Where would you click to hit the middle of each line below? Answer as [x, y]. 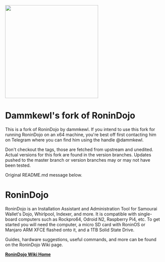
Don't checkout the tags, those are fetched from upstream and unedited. [79, 149]
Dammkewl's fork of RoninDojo [70, 116]
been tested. [18, 165]
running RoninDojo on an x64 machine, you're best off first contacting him [81, 134]
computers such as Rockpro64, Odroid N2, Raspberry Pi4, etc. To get [89, 219]
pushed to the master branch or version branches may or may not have [78, 160]
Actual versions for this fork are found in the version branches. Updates [78, 155]
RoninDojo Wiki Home [28, 254]
